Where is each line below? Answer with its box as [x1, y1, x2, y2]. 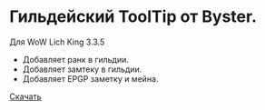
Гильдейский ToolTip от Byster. [9, 6, 257, 27]
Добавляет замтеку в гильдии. [22, 64, 142, 75]
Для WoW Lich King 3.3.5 [9, 36, 105, 47]
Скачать [9, 91, 43, 102]
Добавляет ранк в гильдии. [22, 54, 130, 65]
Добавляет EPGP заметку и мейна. [22, 73, 159, 84]
